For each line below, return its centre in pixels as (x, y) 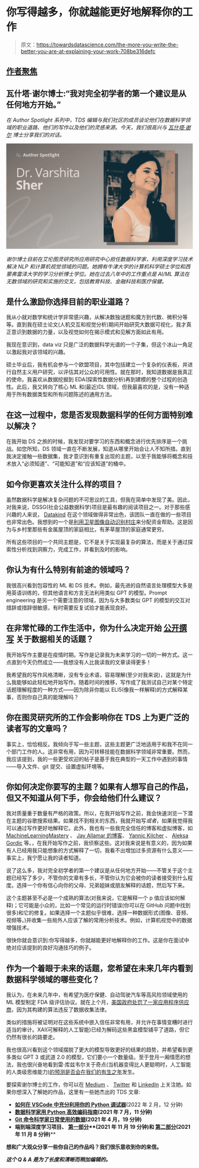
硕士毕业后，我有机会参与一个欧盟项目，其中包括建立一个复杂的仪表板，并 (97, 365)
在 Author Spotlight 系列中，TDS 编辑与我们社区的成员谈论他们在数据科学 (96, 120)
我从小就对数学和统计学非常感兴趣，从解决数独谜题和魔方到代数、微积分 (94, 317)
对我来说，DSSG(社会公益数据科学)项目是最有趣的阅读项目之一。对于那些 (96, 507)
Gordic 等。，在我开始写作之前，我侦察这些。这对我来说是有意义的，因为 (94, 843)
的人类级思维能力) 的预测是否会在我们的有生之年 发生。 (72, 1072)
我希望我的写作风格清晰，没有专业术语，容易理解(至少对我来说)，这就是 (94, 675)
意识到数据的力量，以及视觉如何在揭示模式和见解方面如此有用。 (89, 332)
